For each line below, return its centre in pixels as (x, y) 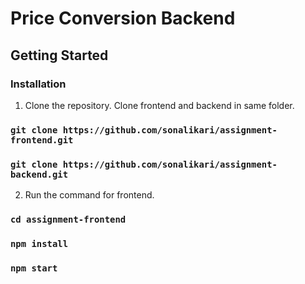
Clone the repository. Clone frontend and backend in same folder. (159, 105)
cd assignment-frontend (68, 220)
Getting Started (59, 55)
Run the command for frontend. (89, 195)
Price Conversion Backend (123, 18)
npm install (39, 243)
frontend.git (42, 140)
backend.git (39, 174)
